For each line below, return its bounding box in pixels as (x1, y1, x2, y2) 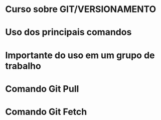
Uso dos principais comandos (5, 27, 132, 38)
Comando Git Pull (5, 83, 79, 94)
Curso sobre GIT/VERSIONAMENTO (5, 4, 156, 15)
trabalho (5, 60, 41, 71)
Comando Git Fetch (5, 106, 87, 117)
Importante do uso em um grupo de (5, 49, 155, 61)
